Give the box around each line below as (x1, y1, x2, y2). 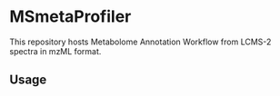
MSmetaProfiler (9, 6, 132, 27)
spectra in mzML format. (9, 45, 102, 56)
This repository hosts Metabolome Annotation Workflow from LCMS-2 (9, 36, 272, 47)
